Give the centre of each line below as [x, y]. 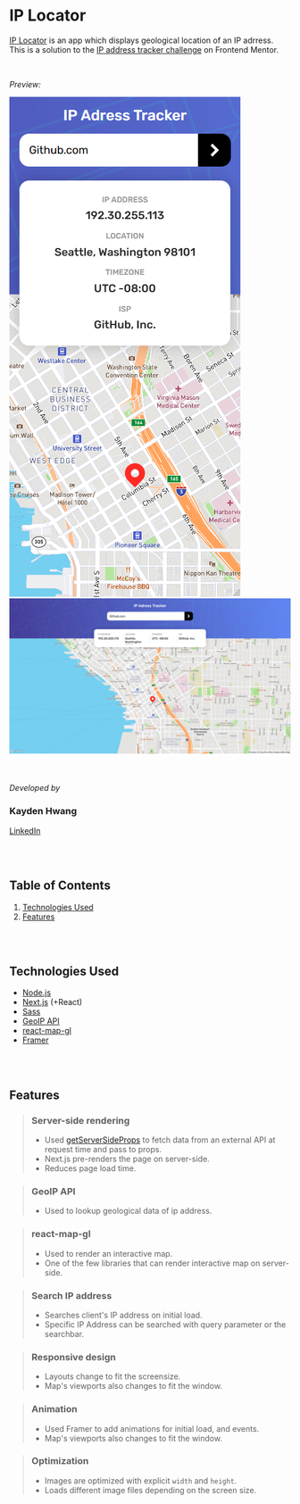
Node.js [37, 993]
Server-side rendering [80, 1120]
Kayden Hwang [43, 811]
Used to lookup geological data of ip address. [128, 1211]
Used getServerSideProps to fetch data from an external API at [160, 1140]
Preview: [25, 84]
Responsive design [73, 1357]
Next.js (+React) [52, 1002]
